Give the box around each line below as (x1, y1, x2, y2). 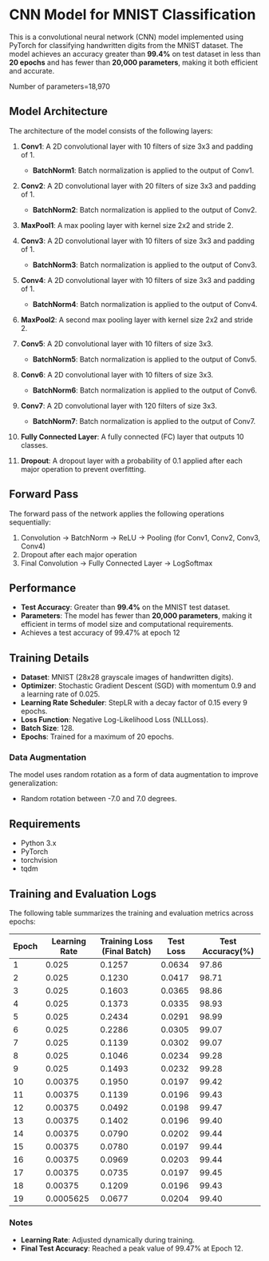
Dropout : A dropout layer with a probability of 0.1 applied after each (20, 456, 243, 465)
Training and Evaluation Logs (9, 887, 156, 900)
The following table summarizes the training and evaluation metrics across (9, 908, 254, 918)
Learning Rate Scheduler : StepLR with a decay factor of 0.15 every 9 (20, 698, 248, 708)
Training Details (9, 651, 89, 664)
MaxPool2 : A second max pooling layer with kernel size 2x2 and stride (20, 314, 254, 325)
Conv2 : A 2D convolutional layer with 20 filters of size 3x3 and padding (20, 181, 256, 190)
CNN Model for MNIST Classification (9, 6, 256, 24)
